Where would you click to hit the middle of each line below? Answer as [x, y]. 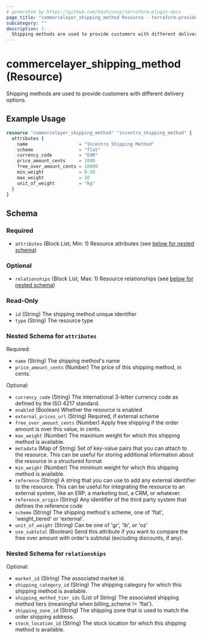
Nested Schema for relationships [56, 554]
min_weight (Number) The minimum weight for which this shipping [96, 467]
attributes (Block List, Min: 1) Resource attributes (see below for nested [104, 244]
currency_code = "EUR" [57, 155]
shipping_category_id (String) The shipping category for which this [98, 585]
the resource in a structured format [58, 461]
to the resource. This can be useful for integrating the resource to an [100, 487]
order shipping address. [44, 617]
